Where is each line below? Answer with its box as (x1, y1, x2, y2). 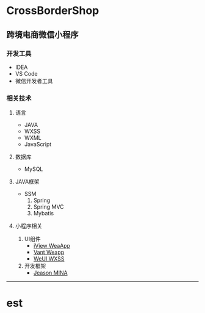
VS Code (15, 70, 38, 77)
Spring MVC (33, 203, 64, 210)
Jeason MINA (33, 269, 68, 276)
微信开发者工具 (15, 77, 53, 84)
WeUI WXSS (33, 255, 65, 262)
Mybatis (33, 210, 54, 217)
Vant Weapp (33, 248, 65, 256)
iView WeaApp (33, 242, 71, 250)
